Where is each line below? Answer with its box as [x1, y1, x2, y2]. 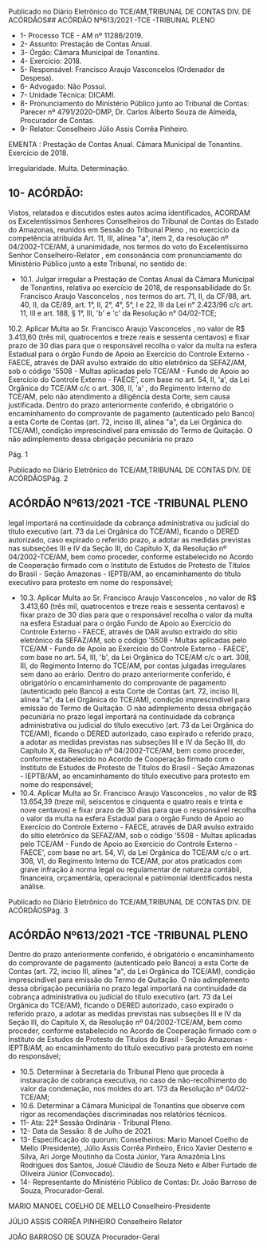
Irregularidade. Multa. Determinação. [8, 164, 130, 173]
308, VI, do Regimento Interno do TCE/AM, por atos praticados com [19, 856, 243, 865]
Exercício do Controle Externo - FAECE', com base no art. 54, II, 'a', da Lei [8, 375, 249, 384]
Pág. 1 [8, 449, 29, 459]
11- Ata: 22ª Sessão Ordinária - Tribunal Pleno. [19, 1118, 173, 1127]
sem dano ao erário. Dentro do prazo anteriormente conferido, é [19, 669, 231, 678]
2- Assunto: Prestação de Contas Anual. [19, 39, 152, 49]
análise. [19, 881, 46, 891]
